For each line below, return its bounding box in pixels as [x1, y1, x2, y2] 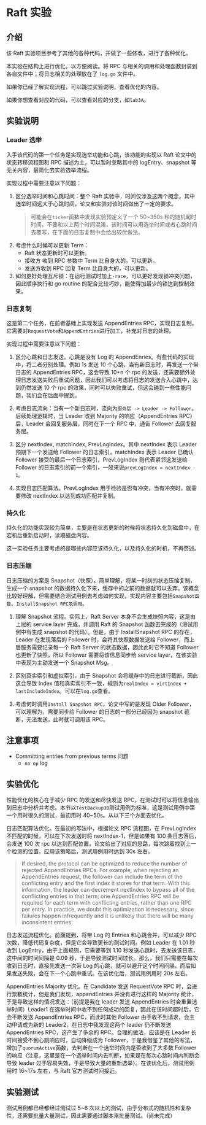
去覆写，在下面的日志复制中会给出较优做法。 [30, 228, 144, 236]
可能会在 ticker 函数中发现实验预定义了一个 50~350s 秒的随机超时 [30, 213, 197, 220]
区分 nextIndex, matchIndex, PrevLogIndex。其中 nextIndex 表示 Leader [15, 440, 197, 448]
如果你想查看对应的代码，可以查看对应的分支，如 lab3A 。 [6, 96, 149, 103]
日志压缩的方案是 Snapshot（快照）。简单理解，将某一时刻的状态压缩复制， [6, 576, 196, 584]
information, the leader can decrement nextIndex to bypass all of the [21, 886, 195, 894]
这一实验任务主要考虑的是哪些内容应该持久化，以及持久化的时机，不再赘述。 [6, 544, 200, 552]
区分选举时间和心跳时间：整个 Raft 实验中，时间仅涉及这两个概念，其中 [15, 192, 195, 199]
